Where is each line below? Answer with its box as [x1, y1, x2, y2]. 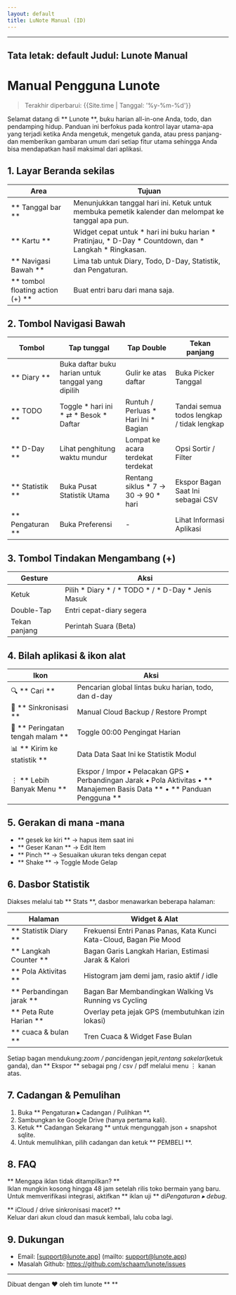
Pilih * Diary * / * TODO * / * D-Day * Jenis [65, 585, 212, 595]
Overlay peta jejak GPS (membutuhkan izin [83, 1007, 225, 1017]
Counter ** [11, 955, 49, 965]
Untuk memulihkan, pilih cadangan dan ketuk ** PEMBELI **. [17, 1138, 193, 1146]
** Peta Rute [11, 1007, 54, 1017]
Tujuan [137, 186, 162, 196]
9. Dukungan [7, 1234, 65, 1246]
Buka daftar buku [59, 359, 117, 369]
